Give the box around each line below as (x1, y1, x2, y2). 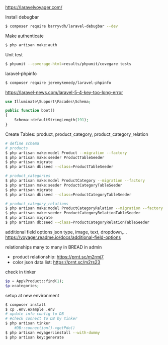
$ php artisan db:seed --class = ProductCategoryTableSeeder (5, 192, 132, 197)
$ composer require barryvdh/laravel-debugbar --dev (5, 24, 118, 29)
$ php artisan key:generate (5, 334, 64, 340)
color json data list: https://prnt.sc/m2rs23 (12, 259, 101, 265)
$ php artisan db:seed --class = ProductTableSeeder (5, 164, 114, 169)
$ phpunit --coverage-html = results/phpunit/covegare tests (5, 61, 132, 66)
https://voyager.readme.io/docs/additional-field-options (5, 234, 121, 240)
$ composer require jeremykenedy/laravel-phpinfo (5, 80, 112, 85)
